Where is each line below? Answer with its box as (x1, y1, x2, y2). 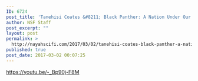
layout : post (6, 31, 38, 36)
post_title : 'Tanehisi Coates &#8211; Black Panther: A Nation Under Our (6, 14, 192, 20)
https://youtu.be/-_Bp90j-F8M (6, 68, 80, 75)
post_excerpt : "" (6, 25, 49, 31)
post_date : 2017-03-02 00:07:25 (6, 52, 85, 58)
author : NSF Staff (6, 19, 51, 25)
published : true (6, 47, 46, 53)
